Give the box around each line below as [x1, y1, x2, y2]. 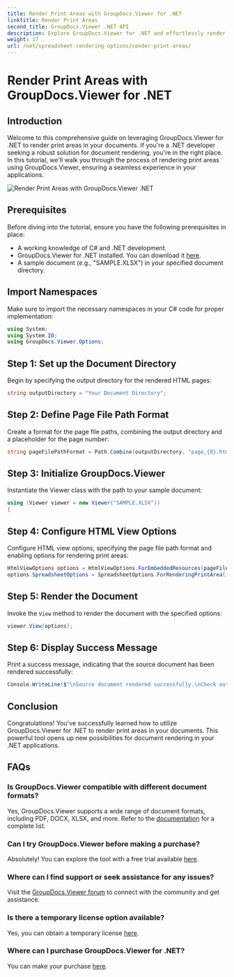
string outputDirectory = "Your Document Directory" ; [7, 390, 167, 397]
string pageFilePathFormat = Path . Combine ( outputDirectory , [7, 448, 186, 455]
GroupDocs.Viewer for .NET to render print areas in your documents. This [7, 726, 219, 734]
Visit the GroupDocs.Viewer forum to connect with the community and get [7, 888, 219, 896]
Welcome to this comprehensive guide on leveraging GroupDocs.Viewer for [7, 134, 224, 141]
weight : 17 [7, 36, 39, 43]
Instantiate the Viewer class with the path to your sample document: [7, 486, 203, 495]
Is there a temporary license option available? [7, 913, 165, 923]
